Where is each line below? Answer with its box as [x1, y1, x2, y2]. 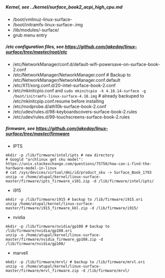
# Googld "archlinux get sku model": [5, 157, 83, 162]
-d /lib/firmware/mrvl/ [81, 268, 130, 273]
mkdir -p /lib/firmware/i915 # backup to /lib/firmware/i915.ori [5, 197, 143, 202]
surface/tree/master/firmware [5, 130, 70, 136]
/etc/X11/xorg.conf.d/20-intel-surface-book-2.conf [12, 82, 116, 88]
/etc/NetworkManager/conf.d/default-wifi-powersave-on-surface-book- [12, 61, 160, 67]
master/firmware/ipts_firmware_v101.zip [5, 178, 90, 183]
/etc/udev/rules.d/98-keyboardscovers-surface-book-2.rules [12, 109, 137, 114]
